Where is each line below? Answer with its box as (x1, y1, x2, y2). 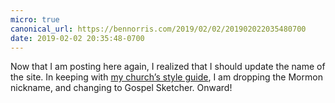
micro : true (10, 14, 60, 25)
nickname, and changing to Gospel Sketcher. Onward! (10, 82, 233, 94)
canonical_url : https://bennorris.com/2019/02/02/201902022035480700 (10, 24, 307, 34)
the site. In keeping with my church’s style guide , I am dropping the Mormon (10, 71, 323, 83)
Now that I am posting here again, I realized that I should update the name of (10, 61, 326, 73)
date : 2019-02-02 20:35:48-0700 (10, 33, 145, 43)
